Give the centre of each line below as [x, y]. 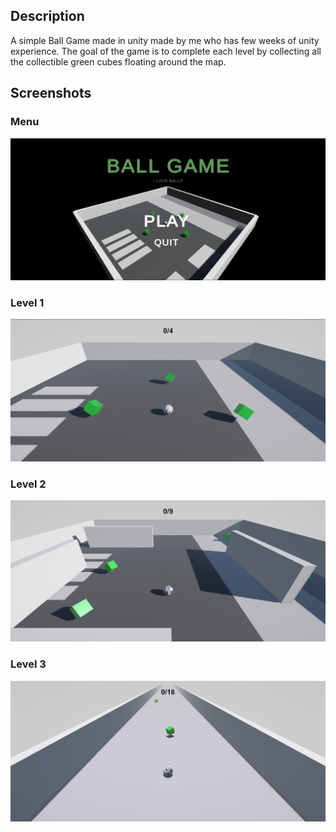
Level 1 [27, 302]
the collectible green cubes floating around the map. [118, 61]
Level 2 [28, 484]
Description [47, 16]
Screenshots [51, 93]
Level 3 [28, 664]
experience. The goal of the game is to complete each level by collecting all [166, 51]
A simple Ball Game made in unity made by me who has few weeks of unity [165, 40]
